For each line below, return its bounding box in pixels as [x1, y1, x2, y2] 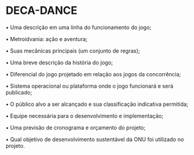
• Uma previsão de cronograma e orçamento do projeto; [5, 124, 146, 131]
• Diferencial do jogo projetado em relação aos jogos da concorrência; [5, 70, 181, 77]
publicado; [5, 88, 33, 96]
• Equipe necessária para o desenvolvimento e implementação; [5, 112, 164, 119]
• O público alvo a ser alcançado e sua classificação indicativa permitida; [5, 101, 189, 108]
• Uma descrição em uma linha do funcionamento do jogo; [5, 24, 152, 31]
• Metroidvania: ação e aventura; [5, 35, 88, 42]
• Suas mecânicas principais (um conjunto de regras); [5, 47, 140, 54]
